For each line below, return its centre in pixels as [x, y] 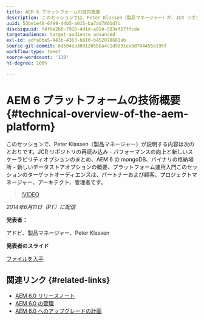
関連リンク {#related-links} [58, 280]
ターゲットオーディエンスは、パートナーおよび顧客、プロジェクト [110, 175]
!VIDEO [30, 194]
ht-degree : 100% [27, 63]
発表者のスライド [28, 246]
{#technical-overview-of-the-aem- [97, 114]
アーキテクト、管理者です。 [72, 182]
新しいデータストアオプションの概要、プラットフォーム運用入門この [102, 167]
